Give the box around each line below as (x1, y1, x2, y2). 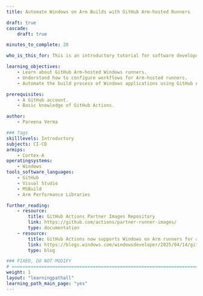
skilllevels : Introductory (6, 135, 74, 142)
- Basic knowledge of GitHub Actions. (17, 102, 115, 109)
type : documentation (28, 225, 80, 231)
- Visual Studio (17, 180, 59, 186)
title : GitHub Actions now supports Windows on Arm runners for (28, 236, 193, 242)
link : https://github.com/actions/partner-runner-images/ (28, 219, 177, 225)
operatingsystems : (6, 158, 53, 164)
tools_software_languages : (6, 169, 74, 175)
